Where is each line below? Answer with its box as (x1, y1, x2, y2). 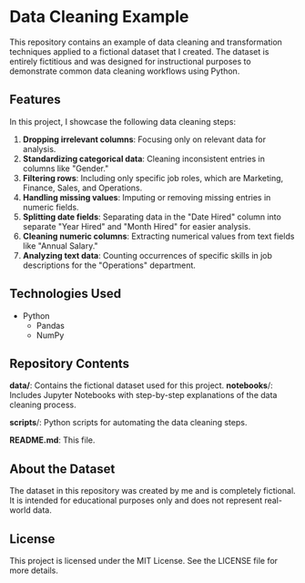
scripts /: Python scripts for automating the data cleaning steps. (9, 417, 248, 428)
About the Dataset (9, 461, 116, 476)
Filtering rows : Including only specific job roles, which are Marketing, (22, 172, 284, 183)
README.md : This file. (9, 435, 96, 445)
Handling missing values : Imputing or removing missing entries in (22, 191, 271, 202)
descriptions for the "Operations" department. (22, 260, 196, 271)
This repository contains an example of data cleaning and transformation (9, 36, 282, 47)
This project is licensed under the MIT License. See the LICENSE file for (9, 556, 279, 566)
